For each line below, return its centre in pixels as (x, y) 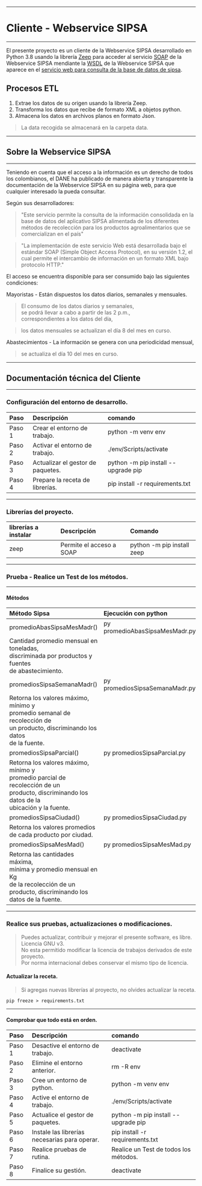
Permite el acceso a (88, 545)
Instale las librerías (59, 1132)
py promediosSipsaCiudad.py (145, 817)
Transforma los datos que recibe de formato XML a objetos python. (98, 109)
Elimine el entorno (57, 1063)
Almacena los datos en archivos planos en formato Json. (85, 115)
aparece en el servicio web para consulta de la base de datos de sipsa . (94, 69)
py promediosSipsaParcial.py (145, 753)
